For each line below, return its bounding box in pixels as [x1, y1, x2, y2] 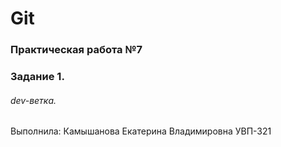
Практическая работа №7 [10, 43, 143, 57]
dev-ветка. [10, 94, 57, 106]
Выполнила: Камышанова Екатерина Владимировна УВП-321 [10, 125, 272, 137]
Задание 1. [10, 70, 65, 84]
